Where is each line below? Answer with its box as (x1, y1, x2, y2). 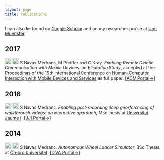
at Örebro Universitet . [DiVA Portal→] (5, 149, 80, 155)
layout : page (5, 7, 32, 12)
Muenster (5, 31, 25, 36)
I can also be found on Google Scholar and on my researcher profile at (5, 25, 147, 31)
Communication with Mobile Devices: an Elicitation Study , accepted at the (5, 65, 155, 71)
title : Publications (5, 12, 48, 17)
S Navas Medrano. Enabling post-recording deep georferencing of (19, 104, 154, 111)
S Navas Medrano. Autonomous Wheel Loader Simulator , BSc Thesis (19, 144, 160, 150)
